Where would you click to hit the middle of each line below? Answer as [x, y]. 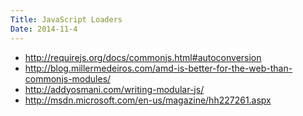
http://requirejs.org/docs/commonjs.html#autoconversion [143, 57]
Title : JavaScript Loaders [66, 19]
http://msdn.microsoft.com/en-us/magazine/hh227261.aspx [148, 100]
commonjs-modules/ [68, 78]
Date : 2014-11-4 [44, 29]
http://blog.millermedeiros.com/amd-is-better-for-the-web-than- [158, 68]
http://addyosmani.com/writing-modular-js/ [114, 89]
